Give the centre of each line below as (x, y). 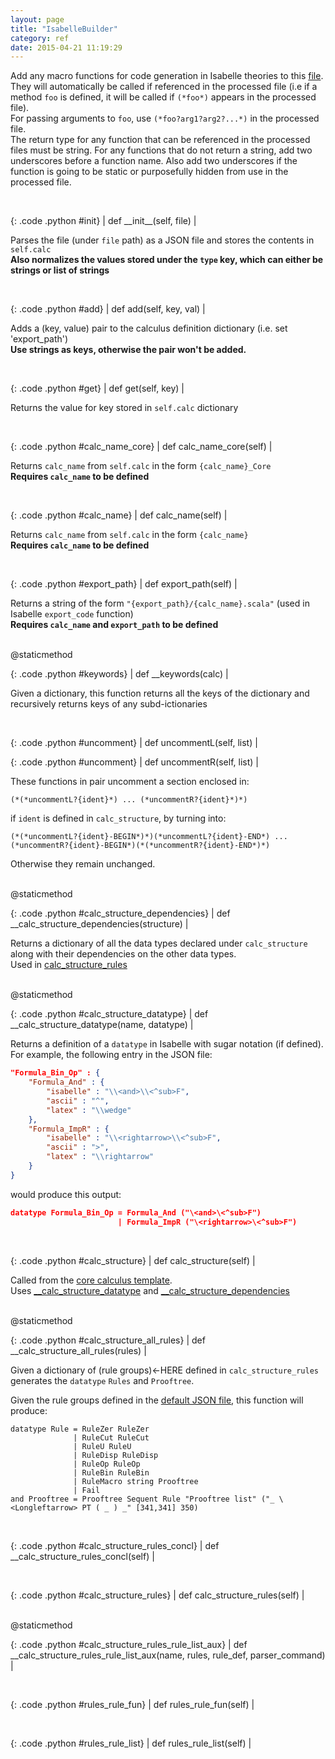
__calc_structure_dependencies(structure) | (99, 924)
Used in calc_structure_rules (69, 965)
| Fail (87, 1490)
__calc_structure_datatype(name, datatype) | (102, 1025)
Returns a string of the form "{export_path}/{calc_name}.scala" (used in (160, 603)
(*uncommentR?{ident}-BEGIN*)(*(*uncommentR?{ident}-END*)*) (140, 846)
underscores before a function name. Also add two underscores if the (154, 161)
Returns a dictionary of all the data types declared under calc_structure (159, 943)
